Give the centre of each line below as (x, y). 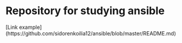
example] (31, 27)
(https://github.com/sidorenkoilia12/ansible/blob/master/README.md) (91, 33)
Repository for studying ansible (85, 11)
